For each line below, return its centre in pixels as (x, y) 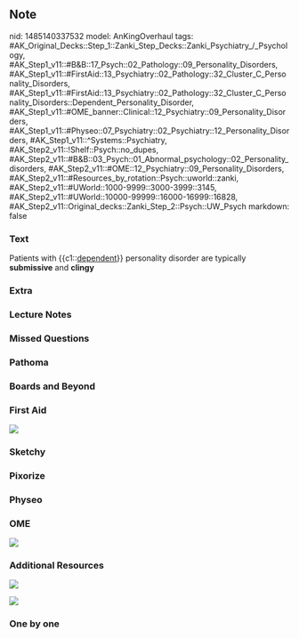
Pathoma (29, 362)
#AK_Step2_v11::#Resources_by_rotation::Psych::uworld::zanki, (124, 178)
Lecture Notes (40, 314)
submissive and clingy (52, 268)
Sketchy (28, 451)
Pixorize (28, 475)
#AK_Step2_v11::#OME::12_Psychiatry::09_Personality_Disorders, (166, 168)
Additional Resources (57, 565)
